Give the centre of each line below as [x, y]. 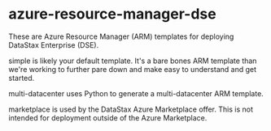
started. [22, 78]
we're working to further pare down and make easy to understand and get [133, 69]
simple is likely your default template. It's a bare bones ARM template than [133, 61]
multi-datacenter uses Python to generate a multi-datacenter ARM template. [136, 93]
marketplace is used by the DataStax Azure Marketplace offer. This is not [131, 109]
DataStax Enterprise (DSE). [54, 44]
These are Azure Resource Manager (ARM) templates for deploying [121, 36]
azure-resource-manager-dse [113, 14]
